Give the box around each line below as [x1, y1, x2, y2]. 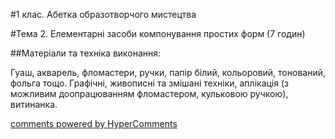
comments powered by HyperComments [10, 118, 178, 129]
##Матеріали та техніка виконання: [10, 47, 162, 59]
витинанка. [10, 99, 58, 110]
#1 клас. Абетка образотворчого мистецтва [10, 9, 197, 20]
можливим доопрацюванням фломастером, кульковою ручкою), [10, 88, 289, 99]
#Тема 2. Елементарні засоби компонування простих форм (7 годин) [10, 28, 306, 39]
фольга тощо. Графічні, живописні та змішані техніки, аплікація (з [10, 77, 289, 89]
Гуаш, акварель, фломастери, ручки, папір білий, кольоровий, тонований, [10, 67, 326, 78]
